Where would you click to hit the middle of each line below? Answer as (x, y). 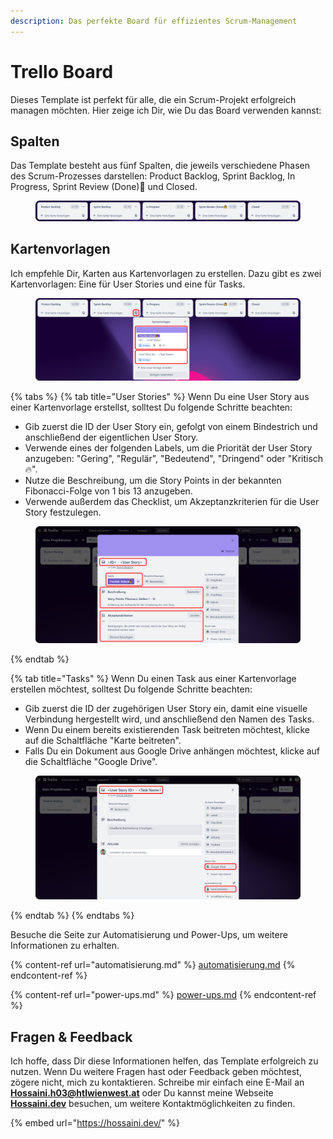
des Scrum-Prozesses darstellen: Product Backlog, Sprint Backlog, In (153, 176)
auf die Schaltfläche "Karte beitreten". (103, 740)
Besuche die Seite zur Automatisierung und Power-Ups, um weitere (149, 935)
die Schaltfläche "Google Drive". (91, 761)
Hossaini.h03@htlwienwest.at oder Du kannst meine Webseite (142, 1093)
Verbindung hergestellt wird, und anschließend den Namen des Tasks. (169, 719)
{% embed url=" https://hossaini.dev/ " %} (95, 1123)
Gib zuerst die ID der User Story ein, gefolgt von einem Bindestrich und (171, 427)
